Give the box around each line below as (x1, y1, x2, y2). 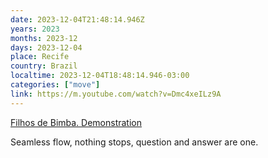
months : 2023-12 (10, 33, 78, 43)
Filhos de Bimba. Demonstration (10, 116, 143, 128)
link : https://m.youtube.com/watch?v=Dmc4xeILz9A (10, 89, 222, 99)
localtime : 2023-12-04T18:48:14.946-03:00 (10, 71, 190, 81)
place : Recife (10, 52, 70, 62)
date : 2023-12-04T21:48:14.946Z (10, 14, 145, 25)
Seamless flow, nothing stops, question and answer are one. (10, 136, 259, 148)
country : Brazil (10, 61, 78, 71)
